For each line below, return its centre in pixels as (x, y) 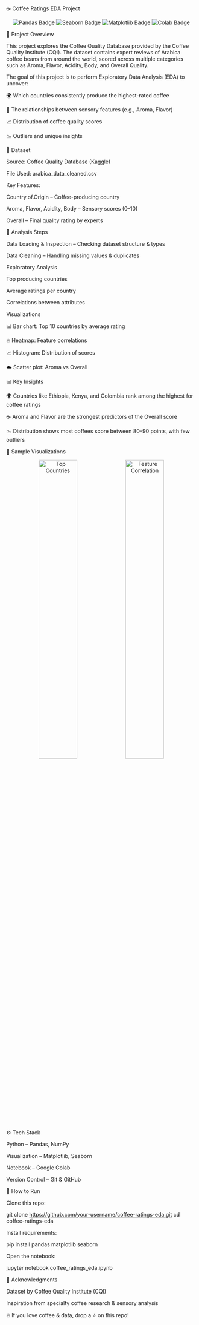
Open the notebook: (31, 1256)
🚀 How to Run (23, 1191)
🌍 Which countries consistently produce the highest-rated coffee (88, 95)
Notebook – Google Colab (38, 1168)
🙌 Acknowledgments (32, 1280)
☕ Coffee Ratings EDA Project (43, 8)
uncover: (17, 83)
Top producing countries (37, 279)
